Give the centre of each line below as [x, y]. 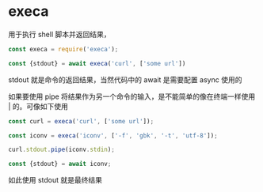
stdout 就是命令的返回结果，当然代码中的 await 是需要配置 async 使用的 [125, 79]
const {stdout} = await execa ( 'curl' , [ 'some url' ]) [97, 63]
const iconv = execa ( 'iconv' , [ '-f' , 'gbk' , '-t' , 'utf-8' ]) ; [113, 136]
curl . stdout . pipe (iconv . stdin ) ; [61, 150]
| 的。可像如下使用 [38, 106]
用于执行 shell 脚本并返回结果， [59, 34]
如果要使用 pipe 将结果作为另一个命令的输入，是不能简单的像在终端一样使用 [132, 96]
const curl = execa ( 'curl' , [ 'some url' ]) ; [81, 121]
